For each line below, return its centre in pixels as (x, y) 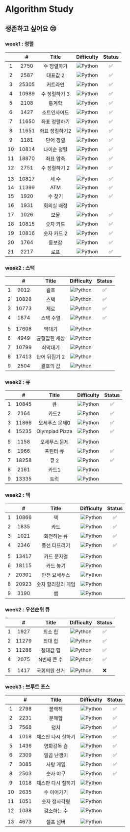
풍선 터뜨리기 (56, 545)
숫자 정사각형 (56, 802)
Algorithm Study (39, 9)
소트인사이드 (55, 112)
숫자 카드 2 (55, 233)
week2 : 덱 (18, 495)
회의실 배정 (55, 205)
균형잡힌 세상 (51, 338)
